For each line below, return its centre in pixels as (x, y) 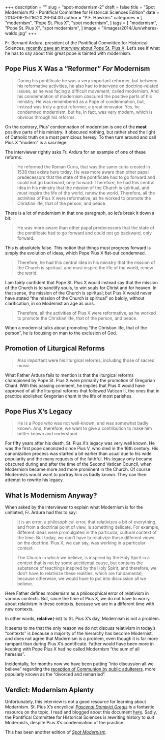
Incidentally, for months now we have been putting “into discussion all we (79, 664)
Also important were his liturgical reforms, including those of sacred (86, 360)
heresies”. (15, 654)
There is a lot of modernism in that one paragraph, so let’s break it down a (80, 213)
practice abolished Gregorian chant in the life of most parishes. (69, 396)
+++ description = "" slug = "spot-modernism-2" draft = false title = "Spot (80, 7)
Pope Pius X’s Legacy (39, 411)
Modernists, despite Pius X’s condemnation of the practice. (65, 723)
